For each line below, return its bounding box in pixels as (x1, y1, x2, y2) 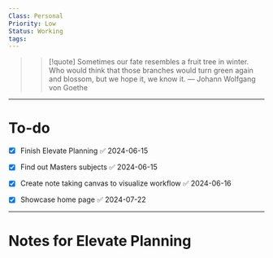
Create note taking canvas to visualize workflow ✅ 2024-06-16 (19, 178, 232, 188)
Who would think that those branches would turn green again (48, 66, 254, 76)
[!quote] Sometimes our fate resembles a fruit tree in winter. (48, 57, 249, 67)
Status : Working (8, 27, 63, 35)
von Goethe (48, 83, 88, 93)
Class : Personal (8, 11, 63, 20)
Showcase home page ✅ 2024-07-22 (19, 195, 146, 204)
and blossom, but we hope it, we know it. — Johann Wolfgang (48, 74, 256, 84)
